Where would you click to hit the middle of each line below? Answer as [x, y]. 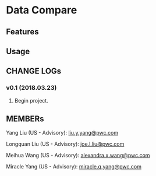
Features [22, 32]
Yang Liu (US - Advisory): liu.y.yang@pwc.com [62, 133]
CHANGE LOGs [34, 71]
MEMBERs [25, 119]
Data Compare [42, 10]
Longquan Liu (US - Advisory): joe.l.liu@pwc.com [65, 144]
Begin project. [31, 100]
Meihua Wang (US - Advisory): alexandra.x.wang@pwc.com [78, 156]
